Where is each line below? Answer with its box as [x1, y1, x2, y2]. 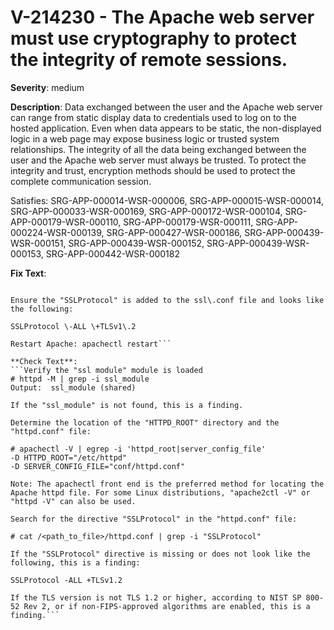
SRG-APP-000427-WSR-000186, [106, 226, 243, 238]
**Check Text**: [10, 356, 78, 366]
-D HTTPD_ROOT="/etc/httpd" [10, 452, 128, 463]
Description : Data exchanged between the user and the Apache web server [10, 101, 323, 113]
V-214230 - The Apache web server [10, 6, 315, 29]
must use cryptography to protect [10, 27, 297, 50]
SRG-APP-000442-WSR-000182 [45, 247, 181, 260]
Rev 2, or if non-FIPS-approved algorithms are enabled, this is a [23, 601, 311, 611]
